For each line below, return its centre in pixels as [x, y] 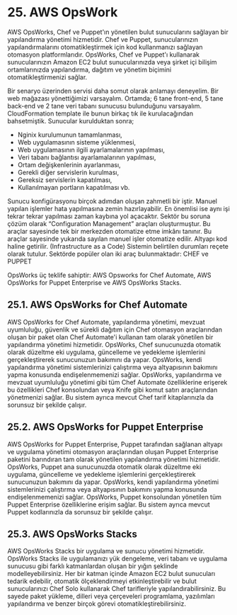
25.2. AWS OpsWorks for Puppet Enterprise [105, 427]
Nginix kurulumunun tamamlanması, [70, 135]
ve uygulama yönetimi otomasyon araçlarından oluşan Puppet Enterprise [113, 451]
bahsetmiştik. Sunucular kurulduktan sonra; [71, 120]
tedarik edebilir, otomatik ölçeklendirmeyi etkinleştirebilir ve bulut [102, 581]
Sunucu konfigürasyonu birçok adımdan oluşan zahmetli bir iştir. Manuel [112, 201]
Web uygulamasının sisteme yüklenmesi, [77, 142]
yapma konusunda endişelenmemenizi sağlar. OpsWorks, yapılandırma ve [115, 374]
